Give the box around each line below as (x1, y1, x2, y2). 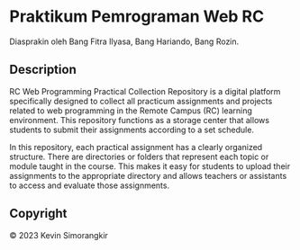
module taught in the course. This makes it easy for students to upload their (9, 160, 291, 172)
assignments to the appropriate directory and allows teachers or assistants (9, 170, 287, 181)
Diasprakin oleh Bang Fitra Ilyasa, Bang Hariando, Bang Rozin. (9, 36, 240, 47)
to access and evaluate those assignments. (9, 180, 169, 191)
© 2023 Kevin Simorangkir (9, 229, 108, 240)
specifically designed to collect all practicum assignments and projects (9, 95, 273, 106)
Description (9, 62, 77, 77)
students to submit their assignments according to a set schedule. (9, 124, 255, 135)
